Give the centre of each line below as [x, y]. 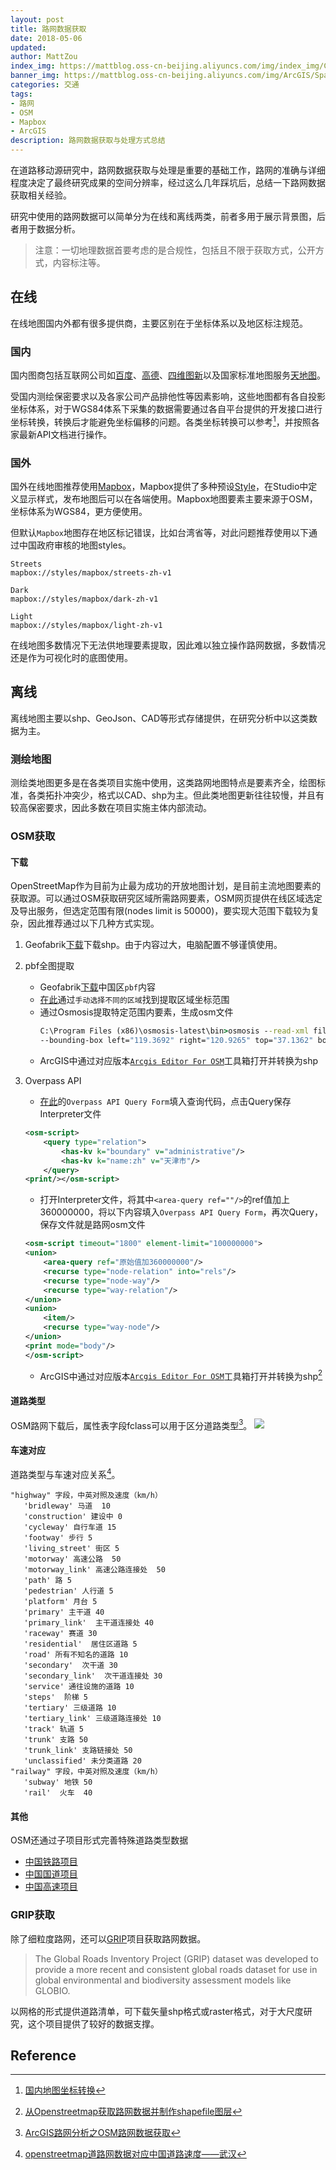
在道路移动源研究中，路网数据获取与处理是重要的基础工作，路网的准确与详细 [168, 170]
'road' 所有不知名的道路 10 [76, 1655]
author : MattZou [44, 57]
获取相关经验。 [41, 195]
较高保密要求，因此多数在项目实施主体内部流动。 [111, 808]
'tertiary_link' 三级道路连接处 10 [92, 1719]
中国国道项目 [51, 1874]
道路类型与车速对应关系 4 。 [65, 1474]
